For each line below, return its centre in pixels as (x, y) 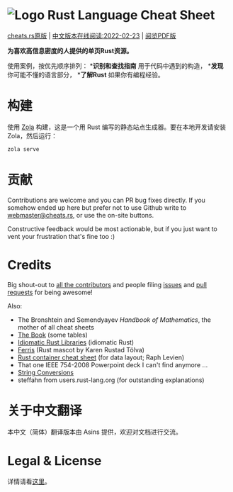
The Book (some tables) (53, 335)
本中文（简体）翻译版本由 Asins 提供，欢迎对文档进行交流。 (95, 432)
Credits (29, 265)
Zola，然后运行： (33, 135)
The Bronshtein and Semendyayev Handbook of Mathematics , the (114, 320)
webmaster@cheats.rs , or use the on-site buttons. (81, 215)
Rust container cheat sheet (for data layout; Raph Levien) (101, 357)
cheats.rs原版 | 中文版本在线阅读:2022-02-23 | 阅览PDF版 (92, 35)
